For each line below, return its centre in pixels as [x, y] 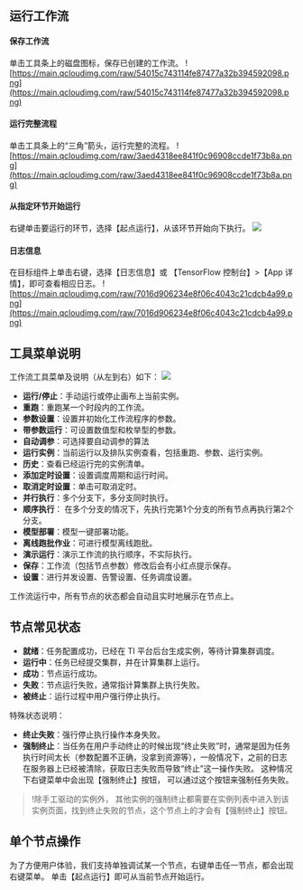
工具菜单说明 [45, 353]
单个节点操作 [45, 842]
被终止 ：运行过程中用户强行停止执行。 [93, 696]
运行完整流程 [33, 124]
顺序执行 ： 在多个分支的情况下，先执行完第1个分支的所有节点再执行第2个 [158, 509]
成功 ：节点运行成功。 [62, 673]
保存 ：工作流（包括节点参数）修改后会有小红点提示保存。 [129, 566]
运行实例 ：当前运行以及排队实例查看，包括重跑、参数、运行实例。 [145, 453]
